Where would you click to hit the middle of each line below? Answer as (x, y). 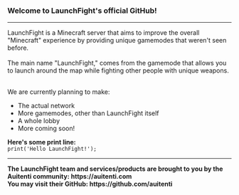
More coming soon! (46, 128)
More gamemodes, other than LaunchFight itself (88, 113)
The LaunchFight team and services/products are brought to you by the (115, 169)
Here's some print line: (42, 142)
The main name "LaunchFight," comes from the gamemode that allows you (117, 63)
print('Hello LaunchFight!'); (52, 149)
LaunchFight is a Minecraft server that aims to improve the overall (103, 33)
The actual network (46, 106)
